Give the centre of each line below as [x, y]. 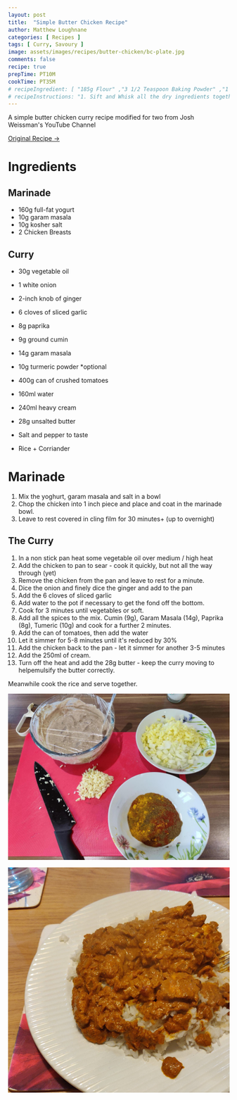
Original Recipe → [34, 139]
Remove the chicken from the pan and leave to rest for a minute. [111, 580]
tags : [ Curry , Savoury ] [46, 45]
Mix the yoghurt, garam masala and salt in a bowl [89, 497]
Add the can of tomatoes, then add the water [83, 633]
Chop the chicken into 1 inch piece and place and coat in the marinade [120, 504]
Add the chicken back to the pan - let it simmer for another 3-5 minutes [122, 647]
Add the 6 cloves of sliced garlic [65, 595]
